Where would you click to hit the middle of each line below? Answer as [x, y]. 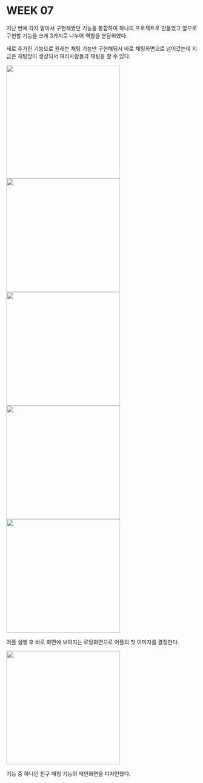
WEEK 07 [30, 11]
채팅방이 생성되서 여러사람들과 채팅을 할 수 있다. [74, 56]
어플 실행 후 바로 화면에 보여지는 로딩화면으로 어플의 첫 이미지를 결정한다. [93, 642]
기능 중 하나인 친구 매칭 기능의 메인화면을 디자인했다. [68, 773]
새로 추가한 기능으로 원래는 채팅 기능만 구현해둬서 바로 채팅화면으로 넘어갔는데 [98, 48]
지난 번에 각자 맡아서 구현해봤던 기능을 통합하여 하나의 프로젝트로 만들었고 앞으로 [102, 28]
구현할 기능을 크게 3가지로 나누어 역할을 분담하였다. [67, 35]
